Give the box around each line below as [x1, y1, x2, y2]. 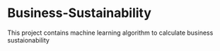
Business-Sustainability [7, 5, 152, 21]
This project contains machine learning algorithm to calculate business [7, 28, 214, 37]
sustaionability [7, 35, 50, 44]
